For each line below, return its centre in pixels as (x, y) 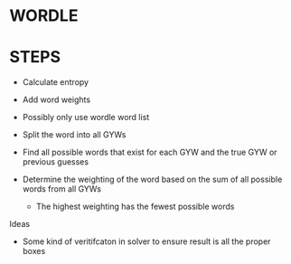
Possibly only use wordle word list (86, 118)
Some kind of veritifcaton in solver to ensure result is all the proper (146, 241)
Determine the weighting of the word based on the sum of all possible (152, 179)
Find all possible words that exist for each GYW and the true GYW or (150, 152)
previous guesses (55, 162)
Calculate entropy (55, 82)
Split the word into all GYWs (74, 135)
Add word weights (56, 99)
